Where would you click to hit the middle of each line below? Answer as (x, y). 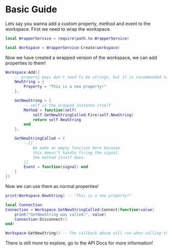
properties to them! (26, 63)
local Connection (24, 205)
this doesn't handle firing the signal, (76, 153)
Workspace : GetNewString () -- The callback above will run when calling (83, 233)
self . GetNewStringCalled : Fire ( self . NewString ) (83, 115)
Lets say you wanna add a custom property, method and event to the (78, 24)
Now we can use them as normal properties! (52, 186)
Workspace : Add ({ (23, 72)
